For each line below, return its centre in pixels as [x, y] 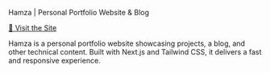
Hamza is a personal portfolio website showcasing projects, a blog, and [127, 43]
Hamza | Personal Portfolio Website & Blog [79, 12]
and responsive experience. [54, 61]
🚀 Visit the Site [33, 28]
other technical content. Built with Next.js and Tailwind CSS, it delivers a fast [135, 52]
